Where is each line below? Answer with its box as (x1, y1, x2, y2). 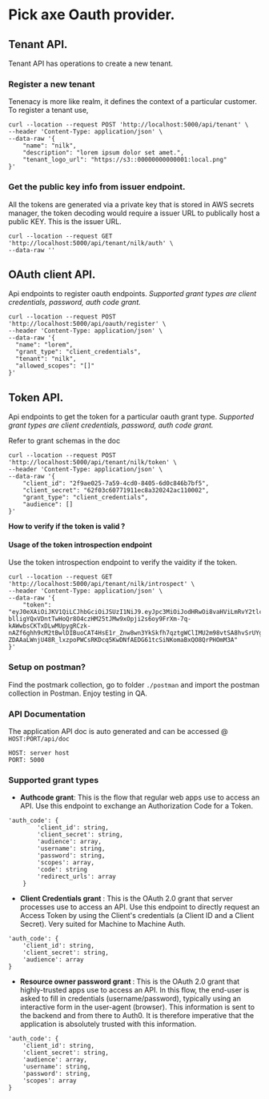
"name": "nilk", (22, 142, 78, 150)
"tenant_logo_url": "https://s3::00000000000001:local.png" (22, 156, 227, 164)
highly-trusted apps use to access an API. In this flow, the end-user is (19, 985, 250, 995)
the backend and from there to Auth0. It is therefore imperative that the (19, 1011, 255, 1021)
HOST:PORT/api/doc (8, 735, 70, 744)
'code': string (37, 866, 88, 874)
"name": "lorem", (15, 341, 74, 349)
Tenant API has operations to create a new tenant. (8, 58, 174, 68)
